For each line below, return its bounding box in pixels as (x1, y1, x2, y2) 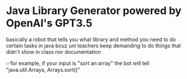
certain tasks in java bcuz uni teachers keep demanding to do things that (6, 42, 181, 49)
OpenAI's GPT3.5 (6, 16, 92, 30)
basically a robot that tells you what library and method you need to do (6, 36, 176, 43)
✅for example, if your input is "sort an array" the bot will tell (6, 60, 150, 67)
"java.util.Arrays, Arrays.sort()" (6, 66, 81, 73)
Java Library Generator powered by (6, 4, 182, 18)
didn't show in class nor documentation (6, 48, 101, 55)
